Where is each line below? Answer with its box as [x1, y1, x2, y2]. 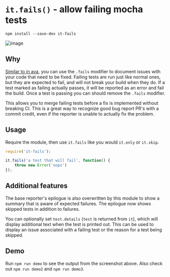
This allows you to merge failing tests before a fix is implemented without [5, 100, 159, 106]
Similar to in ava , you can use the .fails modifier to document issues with [5, 68, 161, 74]
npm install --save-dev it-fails [5, 31, 76, 36]
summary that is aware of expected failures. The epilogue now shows [5, 200, 151, 207]
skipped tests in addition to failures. [5, 206, 80, 212]
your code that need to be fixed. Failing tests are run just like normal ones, [5, 74, 161, 80]
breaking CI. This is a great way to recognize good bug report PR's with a [5, 105, 159, 112]
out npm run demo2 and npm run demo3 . [5, 266, 84, 272]
